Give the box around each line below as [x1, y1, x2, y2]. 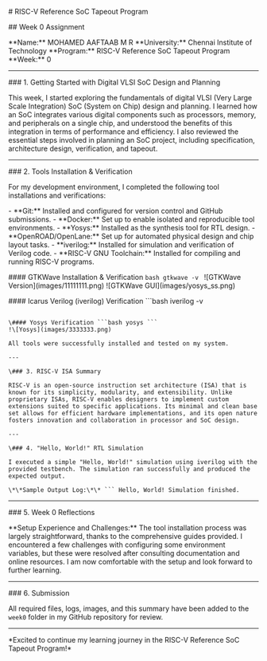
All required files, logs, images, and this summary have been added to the [8, 604, 250, 613]
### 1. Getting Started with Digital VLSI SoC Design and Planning [8, 77, 221, 87]
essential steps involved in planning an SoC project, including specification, [8, 136, 256, 144]
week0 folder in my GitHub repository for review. [8, 612, 164, 621]
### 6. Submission [8, 588, 70, 597]
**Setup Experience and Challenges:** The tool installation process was [8, 523, 247, 533]
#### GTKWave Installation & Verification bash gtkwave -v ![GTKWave [8, 273, 242, 281]
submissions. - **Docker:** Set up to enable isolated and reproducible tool [8, 214, 255, 224]
